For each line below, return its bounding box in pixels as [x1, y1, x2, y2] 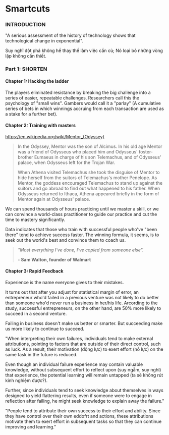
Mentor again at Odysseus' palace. [17, 196, 91, 202]
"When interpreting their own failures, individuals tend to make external [5, 336, 153, 342]
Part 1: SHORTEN [5, 66, 47, 73]
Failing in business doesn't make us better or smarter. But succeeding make [5, 320, 163, 327]
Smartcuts [5, 3, 50, 15]
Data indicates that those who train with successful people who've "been [5, 226, 157, 232]
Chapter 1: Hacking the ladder [5, 78, 69, 84]
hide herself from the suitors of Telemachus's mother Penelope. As [17, 175, 157, 181]
